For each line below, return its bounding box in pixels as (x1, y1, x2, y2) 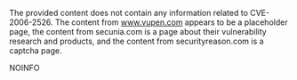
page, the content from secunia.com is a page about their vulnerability (9, 27, 267, 36)
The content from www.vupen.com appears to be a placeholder (54, 17, 288, 28)
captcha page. (9, 45, 62, 56)
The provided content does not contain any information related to (9, 8, 249, 18)
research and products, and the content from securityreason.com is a (9, 36, 264, 46)
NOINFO (9, 62, 40, 73)
